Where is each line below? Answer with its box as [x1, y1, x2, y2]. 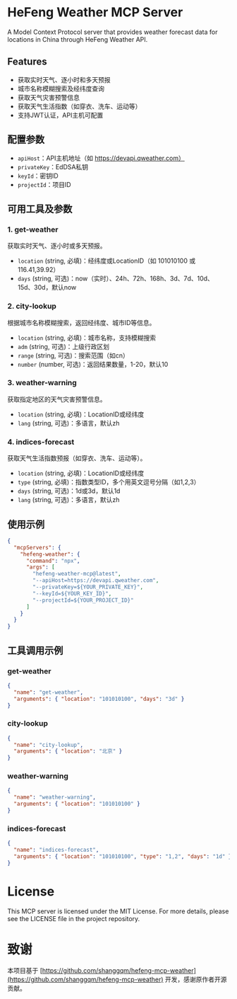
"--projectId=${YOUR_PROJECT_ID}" [32, 596, 134, 604]
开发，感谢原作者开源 [164, 975, 227, 983]
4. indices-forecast [7, 437, 75, 447]
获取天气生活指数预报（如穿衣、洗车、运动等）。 [7, 454, 147, 462]
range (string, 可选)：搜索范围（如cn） [17, 351, 129, 360]
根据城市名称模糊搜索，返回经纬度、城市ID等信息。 [7, 318, 156, 326]
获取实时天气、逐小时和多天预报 [17, 75, 111, 84]
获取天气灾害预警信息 [17, 93, 80, 101]
